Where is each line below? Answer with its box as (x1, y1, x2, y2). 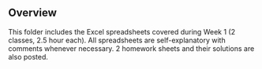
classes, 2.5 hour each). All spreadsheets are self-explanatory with (8, 35, 226, 45)
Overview (8, 6, 58, 20)
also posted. (8, 52, 49, 61)
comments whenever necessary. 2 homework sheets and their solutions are (8, 43, 255, 53)
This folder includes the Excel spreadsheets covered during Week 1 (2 (8, 27, 235, 36)
